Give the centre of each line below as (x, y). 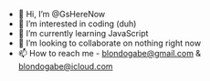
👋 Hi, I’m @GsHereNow (62, 14)
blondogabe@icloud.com (65, 66)
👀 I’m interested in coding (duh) (77, 24)
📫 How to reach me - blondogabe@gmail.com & (110, 53)
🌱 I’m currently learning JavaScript (83, 33)
